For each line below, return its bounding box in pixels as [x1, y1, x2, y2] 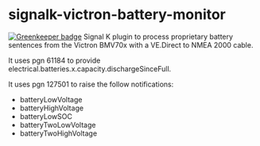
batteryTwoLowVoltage [19, 120, 96, 129]
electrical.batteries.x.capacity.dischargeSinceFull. [8, 63, 172, 73]
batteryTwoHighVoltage [19, 129, 98, 138]
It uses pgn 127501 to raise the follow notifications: [8, 79, 174, 89]
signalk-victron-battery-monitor [8, 6, 227, 24]
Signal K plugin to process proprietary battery [83, 32, 233, 41]
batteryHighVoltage [19, 103, 84, 113]
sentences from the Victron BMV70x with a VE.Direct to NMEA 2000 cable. [8, 40, 254, 49]
